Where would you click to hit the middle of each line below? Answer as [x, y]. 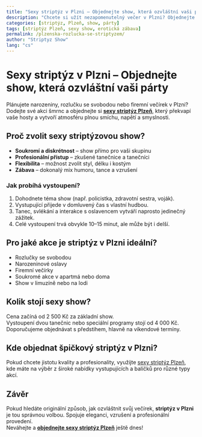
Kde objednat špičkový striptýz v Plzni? [82, 348]
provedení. [20, 421]
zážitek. [25, 218]
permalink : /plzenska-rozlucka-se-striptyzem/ [66, 34]
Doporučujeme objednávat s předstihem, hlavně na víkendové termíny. [94, 329]
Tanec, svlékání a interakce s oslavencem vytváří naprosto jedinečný [100, 211]
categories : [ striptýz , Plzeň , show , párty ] [63, 23]
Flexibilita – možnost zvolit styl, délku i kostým [73, 163]
